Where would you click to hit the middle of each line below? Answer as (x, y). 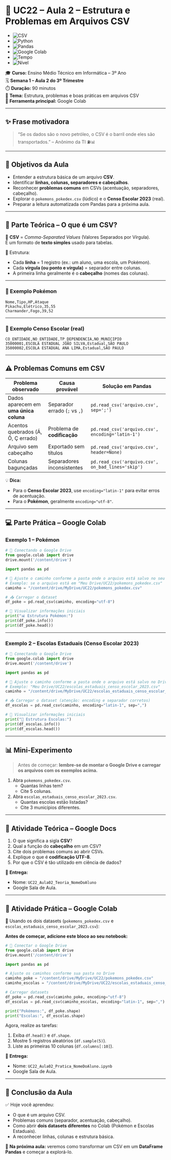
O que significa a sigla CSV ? (42, 841)
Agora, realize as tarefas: (32, 1026)
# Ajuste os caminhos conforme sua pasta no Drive (60, 973)
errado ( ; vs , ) (65, 411)
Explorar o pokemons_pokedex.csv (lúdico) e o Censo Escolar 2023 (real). (89, 198)
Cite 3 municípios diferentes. (50, 808)
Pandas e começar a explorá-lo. (39, 1152)
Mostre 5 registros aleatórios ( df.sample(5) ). (60, 1041)
